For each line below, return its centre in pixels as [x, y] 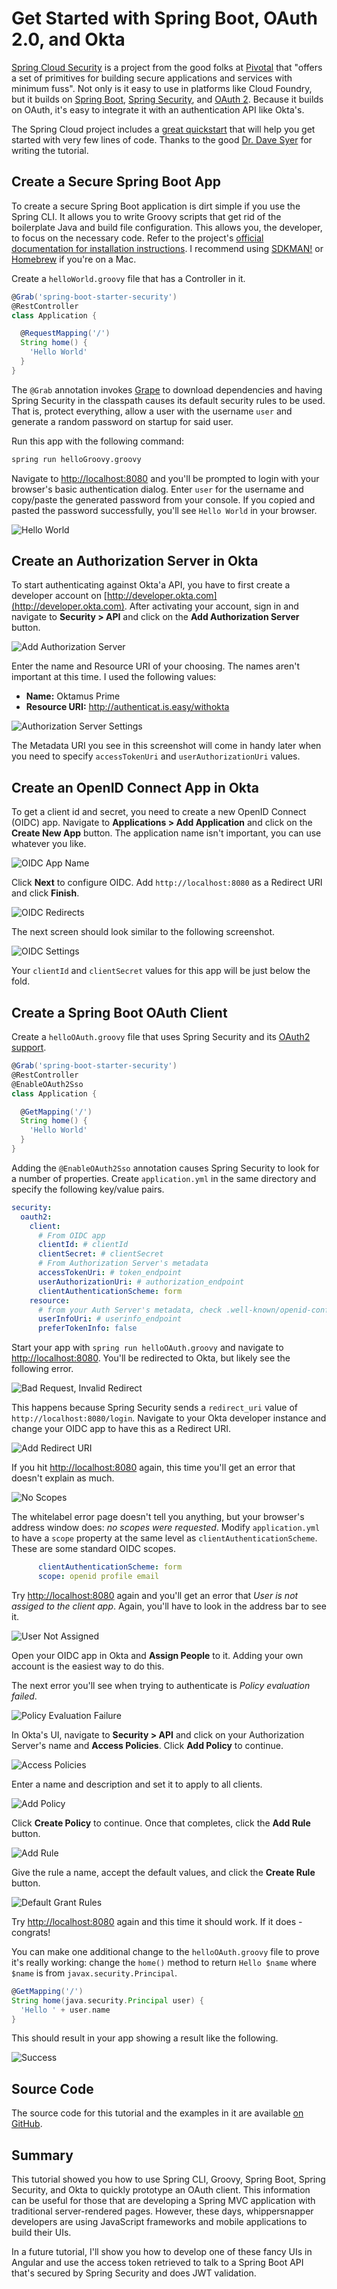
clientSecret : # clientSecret [100, 1254]
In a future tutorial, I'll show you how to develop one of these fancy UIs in [162, 2252]
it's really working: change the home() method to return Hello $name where [164, 1962]
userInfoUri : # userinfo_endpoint [110, 1319]
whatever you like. [49, 844]
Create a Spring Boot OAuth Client [119, 1012]
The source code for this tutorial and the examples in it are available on [157, 2113]
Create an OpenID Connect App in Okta [135, 787]
